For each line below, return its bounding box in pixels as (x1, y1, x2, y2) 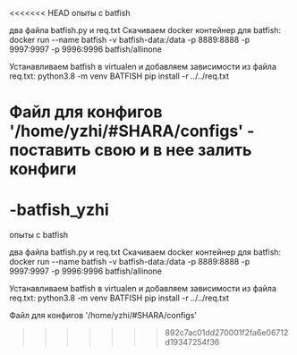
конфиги (9, 159, 77, 180)
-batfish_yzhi (9, 200, 109, 220)
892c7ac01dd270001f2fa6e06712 (165, 327, 289, 338)
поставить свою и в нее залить (9, 140, 252, 160)
